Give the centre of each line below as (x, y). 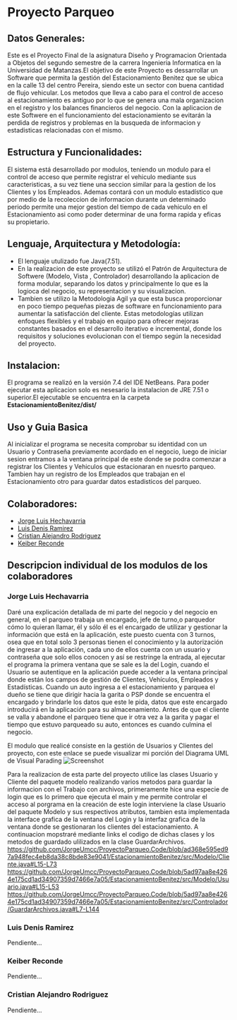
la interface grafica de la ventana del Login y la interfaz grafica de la (107, 819)
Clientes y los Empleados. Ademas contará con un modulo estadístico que (115, 192)
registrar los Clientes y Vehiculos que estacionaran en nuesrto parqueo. (112, 467)
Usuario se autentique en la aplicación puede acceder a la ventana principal (117, 672)
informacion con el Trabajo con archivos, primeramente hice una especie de (118, 789)
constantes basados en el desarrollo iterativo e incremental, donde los (120, 328)
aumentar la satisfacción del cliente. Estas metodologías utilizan (110, 313)
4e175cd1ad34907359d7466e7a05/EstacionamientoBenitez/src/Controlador (118, 901)
